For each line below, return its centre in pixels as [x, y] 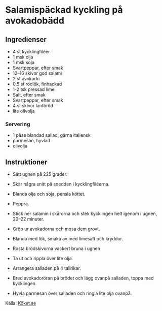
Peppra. [21, 204]
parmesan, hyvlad [31, 141]
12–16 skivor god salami [37, 73]
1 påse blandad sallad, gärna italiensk [52, 135]
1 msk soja [23, 62]
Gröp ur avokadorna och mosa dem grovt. [56, 229]
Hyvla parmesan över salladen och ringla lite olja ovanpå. [72, 293]
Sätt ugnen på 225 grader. [40, 174]
